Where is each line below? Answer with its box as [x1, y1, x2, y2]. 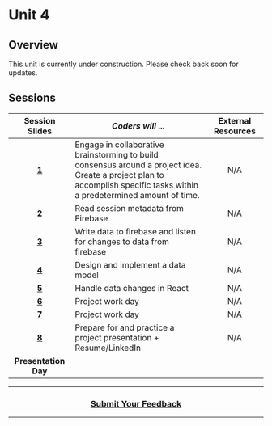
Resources [213, 125, 257, 137]
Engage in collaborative [74, 139, 164, 150]
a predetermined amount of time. [74, 189, 200, 200]
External [218, 115, 252, 126]
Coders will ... [112, 120, 166, 131]
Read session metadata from [74, 202, 185, 213]
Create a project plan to [74, 169, 164, 180]
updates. [8, 68, 38, 78]
